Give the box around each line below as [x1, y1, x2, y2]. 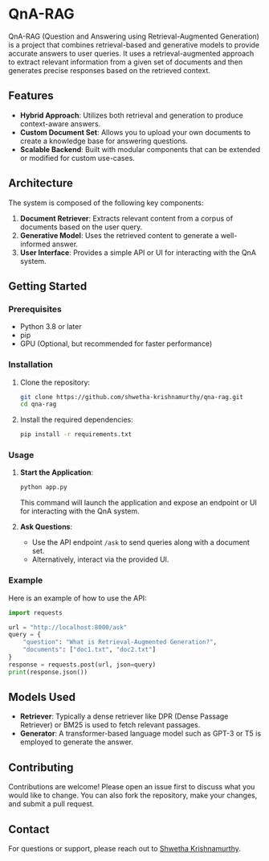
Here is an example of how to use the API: [8, 593, 147, 603]
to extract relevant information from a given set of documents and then [8, 57, 243, 67]
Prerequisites [8, 303, 62, 315]
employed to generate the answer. [19, 737, 134, 747]
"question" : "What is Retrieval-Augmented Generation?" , [22, 638, 218, 646]
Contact [8, 822, 50, 836]
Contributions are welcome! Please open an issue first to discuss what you [8, 782, 255, 792]
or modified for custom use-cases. [19, 153, 135, 163]
